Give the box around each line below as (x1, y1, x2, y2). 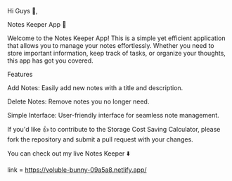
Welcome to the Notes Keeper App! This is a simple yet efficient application (7, 34, 226, 42)
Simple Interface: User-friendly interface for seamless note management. (7, 111, 219, 119)
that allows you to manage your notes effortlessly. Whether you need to (7, 42, 214, 49)
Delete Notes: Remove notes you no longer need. (7, 97, 150, 106)
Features (7, 70, 33, 78)
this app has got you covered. (7, 56, 94, 65)
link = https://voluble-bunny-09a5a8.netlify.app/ (7, 166, 147, 174)
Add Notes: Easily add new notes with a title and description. (7, 84, 183, 92)
